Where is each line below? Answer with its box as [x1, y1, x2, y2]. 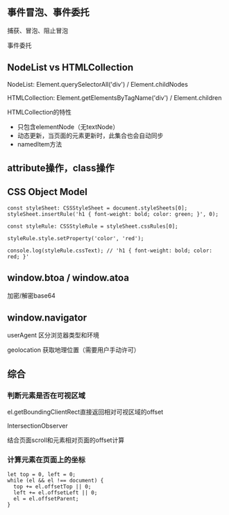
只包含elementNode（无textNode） [17, 122, 119, 130]
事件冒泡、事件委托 [7, 6, 90, 19]
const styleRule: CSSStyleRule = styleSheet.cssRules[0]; [7, 223, 178, 230]
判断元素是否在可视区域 [7, 391, 85, 400]
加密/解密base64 [7, 291, 56, 300]
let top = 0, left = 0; [7, 471, 76, 478]
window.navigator [7, 312, 87, 324]
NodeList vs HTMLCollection [7, 62, 134, 74]
